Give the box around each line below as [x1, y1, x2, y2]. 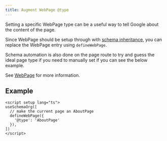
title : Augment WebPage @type [5, 7, 69, 13]
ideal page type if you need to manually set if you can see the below [5, 57, 148, 63]
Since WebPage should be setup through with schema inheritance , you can [5, 36, 162, 42]
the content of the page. [5, 26, 56, 33]
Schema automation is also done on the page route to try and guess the [5, 52, 155, 58]
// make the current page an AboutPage [10, 109, 94, 114]
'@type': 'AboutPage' [14, 118, 60, 123]
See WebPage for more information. [5, 72, 80, 78]
